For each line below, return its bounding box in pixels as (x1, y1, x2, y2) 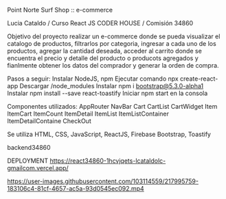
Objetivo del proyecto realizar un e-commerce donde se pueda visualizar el (7, 32, 221, 40)
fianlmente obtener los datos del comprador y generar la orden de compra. (7, 62, 219, 69)
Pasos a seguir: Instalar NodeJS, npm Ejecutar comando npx (7, 75, 179, 83)
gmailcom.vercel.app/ (7, 164, 69, 172)
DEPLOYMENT (7, 157, 49, 165)
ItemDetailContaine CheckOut (7, 117, 91, 125)
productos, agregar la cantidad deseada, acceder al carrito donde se (7, 47, 203, 55)
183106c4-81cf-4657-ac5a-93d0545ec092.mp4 (7, 185, 144, 192)
